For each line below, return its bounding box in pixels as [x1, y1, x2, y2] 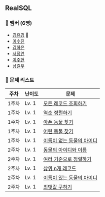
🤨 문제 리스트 [5, 76, 35, 83]
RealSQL [5, 4, 32, 12]
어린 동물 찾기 [43, 128, 73, 135]
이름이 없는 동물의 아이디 [43, 137, 98, 144]
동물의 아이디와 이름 [43, 146, 87, 153]
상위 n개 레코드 [43, 165, 76, 172]
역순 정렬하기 [43, 109, 72, 116]
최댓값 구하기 [43, 183, 72, 190]
